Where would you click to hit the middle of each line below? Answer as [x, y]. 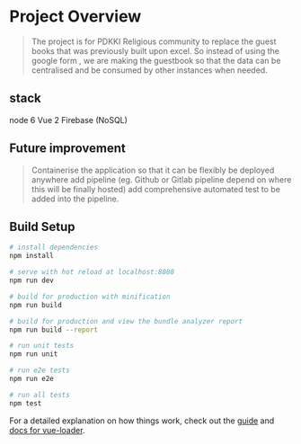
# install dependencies [54, 248]
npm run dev [31, 280]
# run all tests [40, 395]
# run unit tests [42, 346]
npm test [26, 403]
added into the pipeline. [75, 199]
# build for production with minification [90, 297]
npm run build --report [54, 330]
